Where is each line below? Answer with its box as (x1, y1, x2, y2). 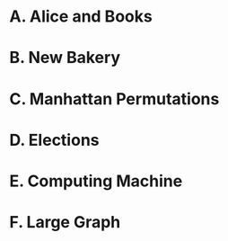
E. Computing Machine (9, 171, 183, 191)
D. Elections (9, 129, 100, 150)
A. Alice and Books (9, 6, 153, 27)
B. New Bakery (9, 48, 121, 68)
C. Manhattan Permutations (9, 88, 220, 109)
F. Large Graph (9, 212, 121, 233)
